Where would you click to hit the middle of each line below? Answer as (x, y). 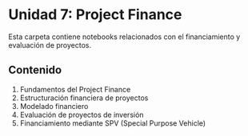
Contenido (35, 70)
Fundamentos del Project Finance (75, 89)
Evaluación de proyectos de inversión (82, 115)
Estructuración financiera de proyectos (84, 98)
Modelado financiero (54, 106)
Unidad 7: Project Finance (95, 15)
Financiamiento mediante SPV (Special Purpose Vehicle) (113, 123)
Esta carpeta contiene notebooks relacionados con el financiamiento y (124, 37)
